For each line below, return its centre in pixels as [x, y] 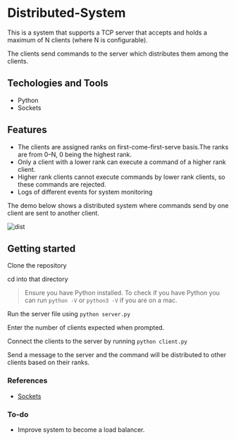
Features [27, 130]
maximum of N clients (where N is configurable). [77, 39]
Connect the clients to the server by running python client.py [98, 341]
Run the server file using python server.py [69, 314]
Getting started [42, 248]
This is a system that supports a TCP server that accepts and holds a [107, 32]
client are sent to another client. [54, 213]
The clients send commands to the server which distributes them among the [118, 54]
